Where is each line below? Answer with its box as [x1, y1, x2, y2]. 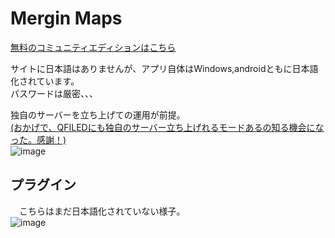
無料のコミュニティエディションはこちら [10, 41, 177, 53]
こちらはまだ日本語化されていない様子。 [18, 205, 186, 217]
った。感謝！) [10, 133, 67, 146]
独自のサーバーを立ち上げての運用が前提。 [10, 108, 186, 121]
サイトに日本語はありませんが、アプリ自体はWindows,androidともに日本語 [10, 62, 319, 74]
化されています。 [10, 75, 80, 87]
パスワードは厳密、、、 [10, 87, 98, 99]
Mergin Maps [10, 7, 123, 30]
